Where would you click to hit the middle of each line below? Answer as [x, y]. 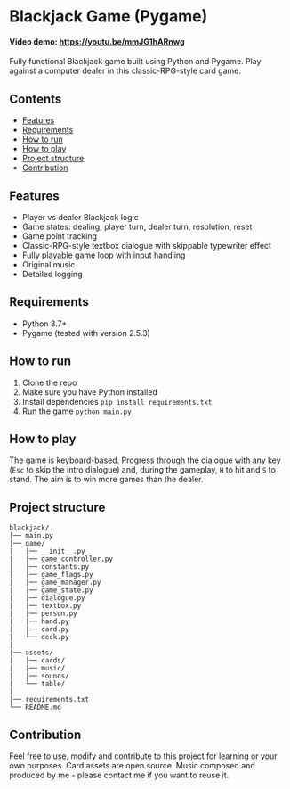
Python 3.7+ [44, 324]
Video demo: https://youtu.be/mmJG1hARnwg [97, 41]
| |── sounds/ [39, 676]
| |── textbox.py [45, 606]
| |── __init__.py [48, 551]
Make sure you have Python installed [89, 392]
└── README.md [36, 707]
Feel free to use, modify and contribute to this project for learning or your [143, 756]
